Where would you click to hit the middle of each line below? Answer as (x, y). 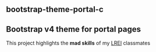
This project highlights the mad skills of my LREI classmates (78, 43)
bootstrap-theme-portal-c (55, 10)
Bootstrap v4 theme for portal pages (74, 29)
